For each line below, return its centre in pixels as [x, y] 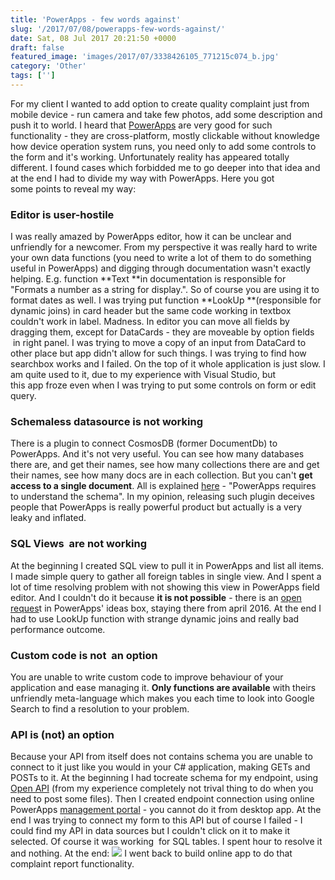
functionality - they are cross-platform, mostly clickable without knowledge [165, 135]
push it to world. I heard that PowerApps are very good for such [141, 125]
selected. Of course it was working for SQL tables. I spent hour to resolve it [166, 842]
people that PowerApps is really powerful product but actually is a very [156, 507]
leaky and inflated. [48, 518]
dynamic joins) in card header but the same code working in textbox [151, 311]
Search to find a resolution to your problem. [100, 709]
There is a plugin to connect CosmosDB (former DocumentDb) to [144, 443]
